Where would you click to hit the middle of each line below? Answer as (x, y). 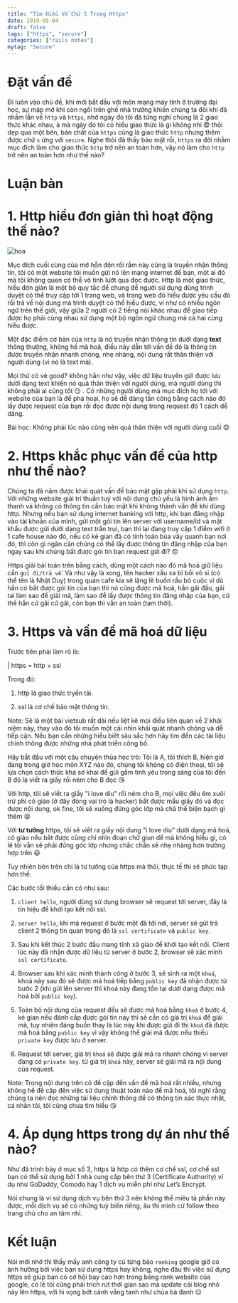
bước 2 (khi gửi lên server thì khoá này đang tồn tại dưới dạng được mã (121, 988)
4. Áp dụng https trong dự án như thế (119, 1135)
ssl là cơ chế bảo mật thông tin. (64, 706)
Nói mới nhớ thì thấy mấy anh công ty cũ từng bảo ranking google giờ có (113, 1262)
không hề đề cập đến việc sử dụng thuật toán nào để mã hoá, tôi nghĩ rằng (117, 1090)
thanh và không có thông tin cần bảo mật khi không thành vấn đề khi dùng (116, 506)
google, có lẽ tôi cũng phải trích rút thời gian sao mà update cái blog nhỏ (114, 1284)
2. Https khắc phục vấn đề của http (113, 456)
